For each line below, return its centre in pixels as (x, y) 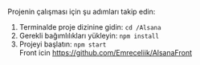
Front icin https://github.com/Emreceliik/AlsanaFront (105, 53)
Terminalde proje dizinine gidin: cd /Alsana (90, 27)
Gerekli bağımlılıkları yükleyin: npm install (89, 36)
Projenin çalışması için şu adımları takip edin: (82, 12)
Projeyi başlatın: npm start (63, 44)
